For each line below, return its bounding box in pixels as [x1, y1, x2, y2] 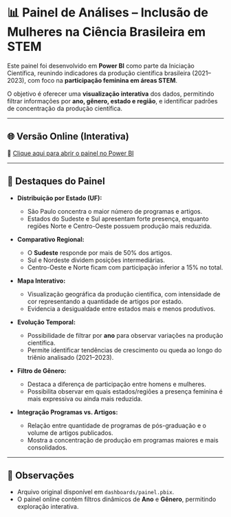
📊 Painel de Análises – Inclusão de [7, 5, 208, 21]
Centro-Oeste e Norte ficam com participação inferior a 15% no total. [27, 263, 223, 272]
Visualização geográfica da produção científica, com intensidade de [27, 290, 221, 298]
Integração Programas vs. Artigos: [16, 407, 118, 416]
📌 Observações [7, 469, 74, 481]
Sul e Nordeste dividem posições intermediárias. [27, 256, 165, 264]
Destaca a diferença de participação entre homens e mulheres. [27, 380, 206, 388]
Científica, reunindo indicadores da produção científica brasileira [7, 69, 191, 77]
